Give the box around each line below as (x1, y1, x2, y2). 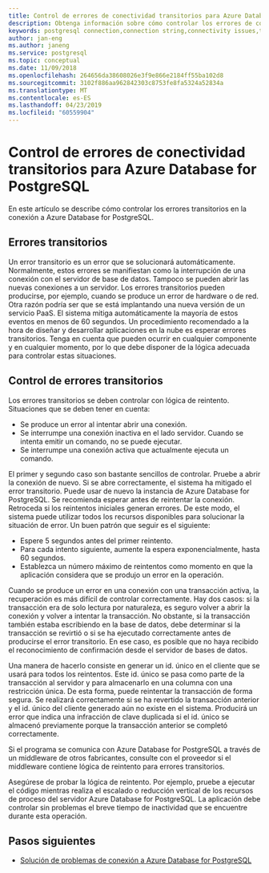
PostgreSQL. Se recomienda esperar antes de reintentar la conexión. (8, 494, 235, 504)
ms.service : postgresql (8, 49, 88, 57)
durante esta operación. (8, 811, 88, 821)
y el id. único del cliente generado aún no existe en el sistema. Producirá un (8, 703, 258, 713)
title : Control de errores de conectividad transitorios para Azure (8, 11, 242, 20)
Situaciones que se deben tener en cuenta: (8, 404, 151, 413)
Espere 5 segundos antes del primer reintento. (19, 535, 174, 546)
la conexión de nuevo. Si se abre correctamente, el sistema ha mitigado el (8, 477, 252, 487)
